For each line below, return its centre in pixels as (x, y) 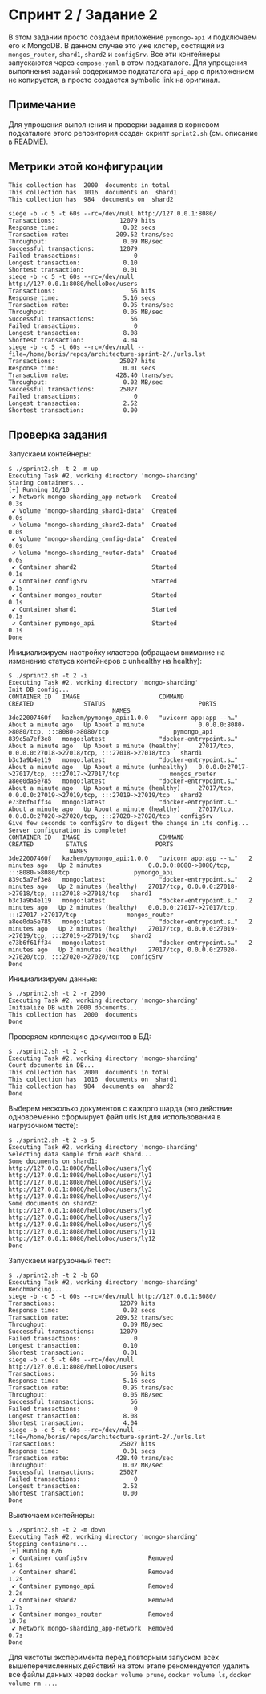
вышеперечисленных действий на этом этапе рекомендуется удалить (129, 1666)
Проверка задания (58, 434)
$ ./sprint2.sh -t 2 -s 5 (51, 1140)
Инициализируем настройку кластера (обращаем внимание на (117, 653)
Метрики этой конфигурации (86, 167)
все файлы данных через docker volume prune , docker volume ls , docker (130, 1675)
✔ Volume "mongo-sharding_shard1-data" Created (95, 511)
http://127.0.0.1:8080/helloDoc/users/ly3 (80, 1190)
